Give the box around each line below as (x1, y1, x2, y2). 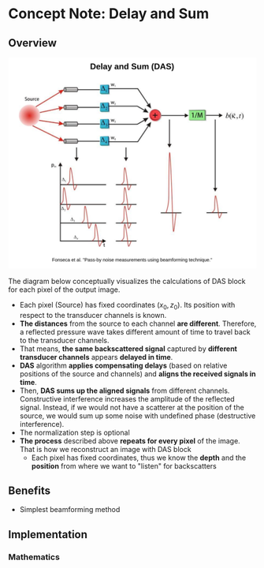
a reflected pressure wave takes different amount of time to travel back (19, 327, 251, 336)
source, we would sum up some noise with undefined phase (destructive (19, 411, 256, 420)
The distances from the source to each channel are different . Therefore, (19, 319, 257, 328)
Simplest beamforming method (19, 505, 121, 514)
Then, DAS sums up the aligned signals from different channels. (19, 386, 230, 395)
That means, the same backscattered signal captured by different (19, 344, 238, 353)
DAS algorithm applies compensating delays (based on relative (19, 361, 228, 370)
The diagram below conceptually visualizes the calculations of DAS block (8, 276, 246, 286)
